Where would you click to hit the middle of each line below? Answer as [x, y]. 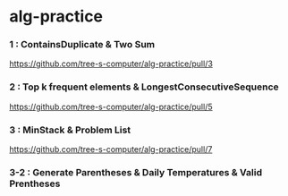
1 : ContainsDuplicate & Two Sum [82, 45]
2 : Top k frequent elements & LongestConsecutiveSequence [144, 87]
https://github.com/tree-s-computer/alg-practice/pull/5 [111, 107]
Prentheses [35, 183]
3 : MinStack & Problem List [70, 130]
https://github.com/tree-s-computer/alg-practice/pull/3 [111, 64]
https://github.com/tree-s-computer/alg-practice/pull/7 [111, 149]
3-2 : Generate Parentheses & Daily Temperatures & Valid [136, 172]
